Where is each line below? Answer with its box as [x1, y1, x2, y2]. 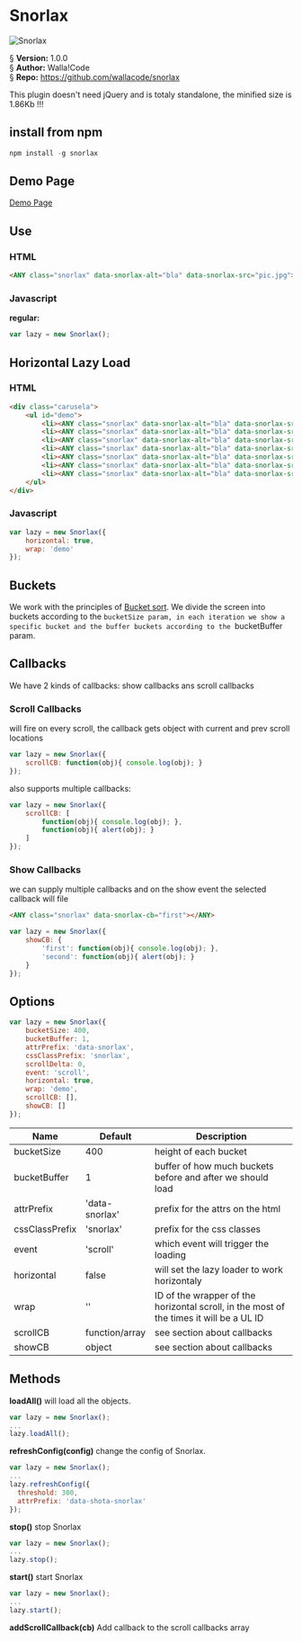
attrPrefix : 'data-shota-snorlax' [17, 1496, 147, 1505]
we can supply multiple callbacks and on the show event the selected [9, 884, 267, 895]
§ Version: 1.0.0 [9, 52, 68, 63]
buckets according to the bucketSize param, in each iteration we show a [9, 611, 286, 622]
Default [99, 1130, 132, 1143]
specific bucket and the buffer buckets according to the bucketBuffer [9, 621, 283, 632]
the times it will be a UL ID [154, 1311, 264, 1323]
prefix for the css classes [154, 1223, 261, 1235]
